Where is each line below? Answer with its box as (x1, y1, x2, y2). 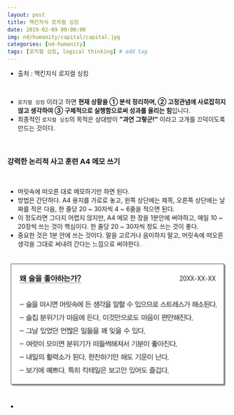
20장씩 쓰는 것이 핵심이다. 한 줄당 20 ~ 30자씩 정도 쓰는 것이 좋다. (17, 223, 199, 231)
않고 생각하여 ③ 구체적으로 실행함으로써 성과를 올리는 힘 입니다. (17, 106, 191, 115)
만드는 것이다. (17, 124, 56, 132)
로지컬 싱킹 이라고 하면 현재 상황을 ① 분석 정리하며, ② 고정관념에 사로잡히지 (17, 98, 226, 106)
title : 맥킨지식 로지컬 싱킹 (7, 18, 79, 26)
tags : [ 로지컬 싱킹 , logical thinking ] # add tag (7, 48, 148, 55)
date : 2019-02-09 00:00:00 (7, 26, 86, 33)
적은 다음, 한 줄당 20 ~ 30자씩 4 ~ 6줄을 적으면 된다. (30, 205, 175, 213)
